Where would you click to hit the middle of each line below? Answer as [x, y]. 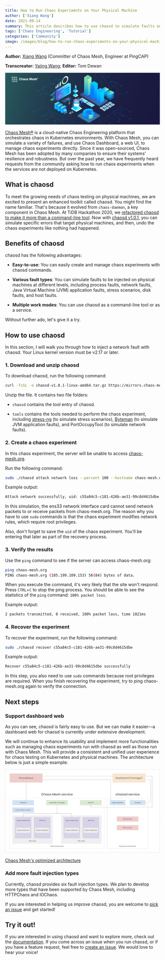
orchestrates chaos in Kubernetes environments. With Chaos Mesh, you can [82, 138]
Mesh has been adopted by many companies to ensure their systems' [76, 153]
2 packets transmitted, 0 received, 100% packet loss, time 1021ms [76, 614]
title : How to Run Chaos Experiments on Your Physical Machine [71, 10]
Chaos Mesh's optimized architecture [43, 860]
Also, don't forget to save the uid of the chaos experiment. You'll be [74, 532]
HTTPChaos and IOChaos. [32, 894]
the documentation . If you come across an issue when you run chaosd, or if [82, 942]
